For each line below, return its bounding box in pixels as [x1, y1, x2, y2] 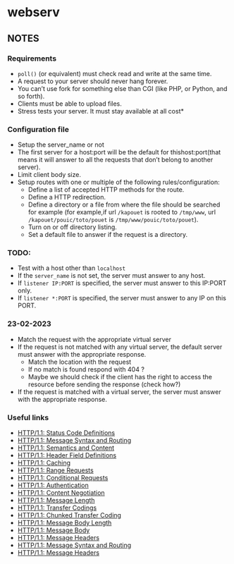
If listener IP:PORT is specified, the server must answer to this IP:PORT [17, 279, 227, 288]
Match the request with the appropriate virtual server [17, 335, 171, 343]
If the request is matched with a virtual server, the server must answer [17, 387, 221, 396]
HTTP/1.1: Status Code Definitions [17, 429, 115, 437]
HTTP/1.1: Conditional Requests [17, 474, 109, 482]
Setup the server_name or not [17, 140, 104, 149]
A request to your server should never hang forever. [17, 77, 168, 85]
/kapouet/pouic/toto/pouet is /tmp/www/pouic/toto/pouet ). [27, 216, 199, 224]
